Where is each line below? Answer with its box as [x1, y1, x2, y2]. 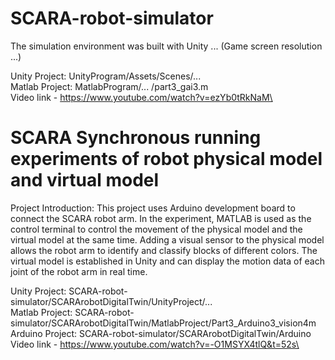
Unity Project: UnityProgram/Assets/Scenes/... [10, 70, 202, 82]
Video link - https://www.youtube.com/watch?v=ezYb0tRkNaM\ [10, 91, 273, 103]
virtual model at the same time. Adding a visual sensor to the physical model [10, 233, 325, 246]
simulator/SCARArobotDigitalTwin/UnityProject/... [10, 295, 213, 307]
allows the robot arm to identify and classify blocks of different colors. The [10, 244, 318, 256]
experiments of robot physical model [10, 148, 323, 171]
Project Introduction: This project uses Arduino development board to [10, 202, 296, 214]
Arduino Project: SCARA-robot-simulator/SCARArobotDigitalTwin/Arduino [10, 327, 312, 339]
